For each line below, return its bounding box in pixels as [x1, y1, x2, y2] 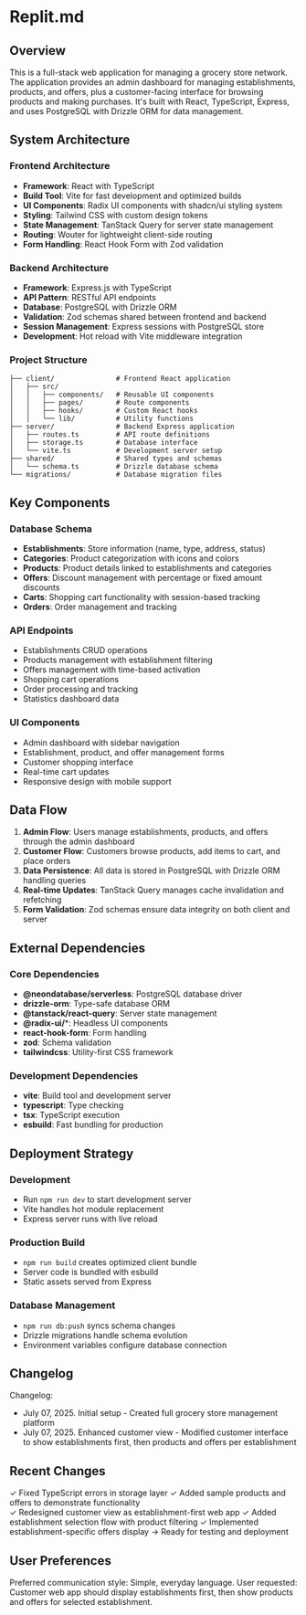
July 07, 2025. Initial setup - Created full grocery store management [22, 1408, 279, 1419]
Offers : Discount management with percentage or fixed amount [22, 572, 263, 583]
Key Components [9, 495, 111, 511]
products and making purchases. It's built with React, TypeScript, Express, [9, 96, 290, 107]
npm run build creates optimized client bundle [22, 1257, 197, 1268]
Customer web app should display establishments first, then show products [9, 1587, 294, 1598]
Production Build [9, 1236, 85, 1249]
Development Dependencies [9, 1069, 139, 1082]
